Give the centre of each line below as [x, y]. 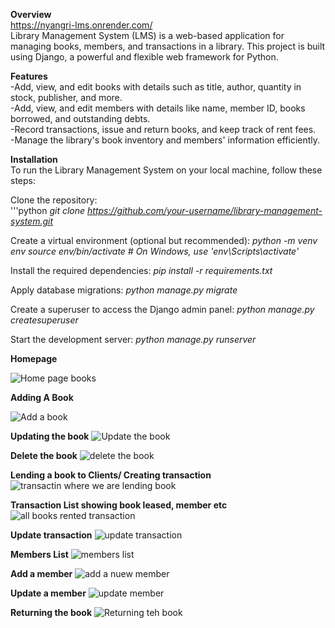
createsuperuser [44, 320]
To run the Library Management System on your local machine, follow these [166, 170]
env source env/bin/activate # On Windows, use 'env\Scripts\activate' [155, 251]
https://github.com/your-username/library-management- [205, 210]
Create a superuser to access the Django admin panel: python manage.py [162, 309]
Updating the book [50, 436]
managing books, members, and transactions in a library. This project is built [168, 46]
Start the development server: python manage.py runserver [133, 339]
